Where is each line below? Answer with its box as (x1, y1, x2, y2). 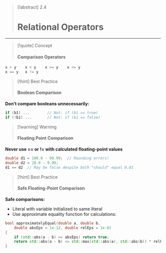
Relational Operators (17, 22, 104, 33)
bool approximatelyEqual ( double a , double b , (5, 220, 100, 226)
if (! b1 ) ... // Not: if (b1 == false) (5, 115, 100, 120)
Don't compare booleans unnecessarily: (5, 101, 89, 107)
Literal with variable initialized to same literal (12, 205, 103, 212)
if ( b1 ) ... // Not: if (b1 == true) (5, 110, 98, 115)
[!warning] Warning (17, 124, 57, 130)
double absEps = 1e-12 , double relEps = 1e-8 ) (14, 225, 112, 230)
